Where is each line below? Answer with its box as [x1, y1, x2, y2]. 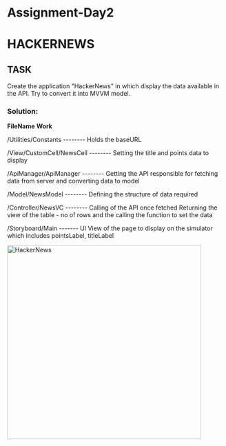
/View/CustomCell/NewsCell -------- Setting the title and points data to [7, 149, 209, 157]
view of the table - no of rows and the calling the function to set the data [7, 211, 213, 219]
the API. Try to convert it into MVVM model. [7, 90, 131, 98]
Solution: [7, 107, 39, 116]
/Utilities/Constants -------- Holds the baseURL [7, 136, 142, 144]
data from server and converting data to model [7, 177, 140, 185]
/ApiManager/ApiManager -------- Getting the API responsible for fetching [7, 170, 218, 178]
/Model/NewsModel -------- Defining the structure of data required [7, 190, 198, 199]
